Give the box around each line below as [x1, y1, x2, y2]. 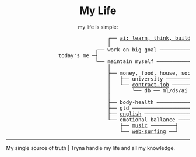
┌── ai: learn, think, [107, 34, 173, 41]
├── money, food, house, [107, 69, 179, 76]
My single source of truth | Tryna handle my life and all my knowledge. [6, 144, 176, 151]
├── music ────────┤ [119, 122, 179, 129]
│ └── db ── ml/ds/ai [107, 87, 188, 94]
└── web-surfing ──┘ [119, 128, 179, 135]
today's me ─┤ [58, 52, 99, 59]
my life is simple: [78, 23, 118, 30]
